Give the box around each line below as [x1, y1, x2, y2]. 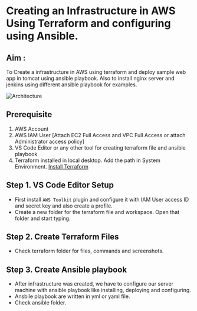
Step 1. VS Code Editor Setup [6, 180, 114, 190]
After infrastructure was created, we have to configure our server [14, 280, 174, 287]
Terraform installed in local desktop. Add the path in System [14, 157, 161, 164]
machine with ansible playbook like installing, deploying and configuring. [14, 287, 192, 294]
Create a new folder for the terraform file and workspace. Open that [14, 208, 180, 215]
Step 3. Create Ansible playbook [6, 264, 127, 274]
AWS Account [14, 125, 49, 132]
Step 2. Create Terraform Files [6, 232, 119, 242]
